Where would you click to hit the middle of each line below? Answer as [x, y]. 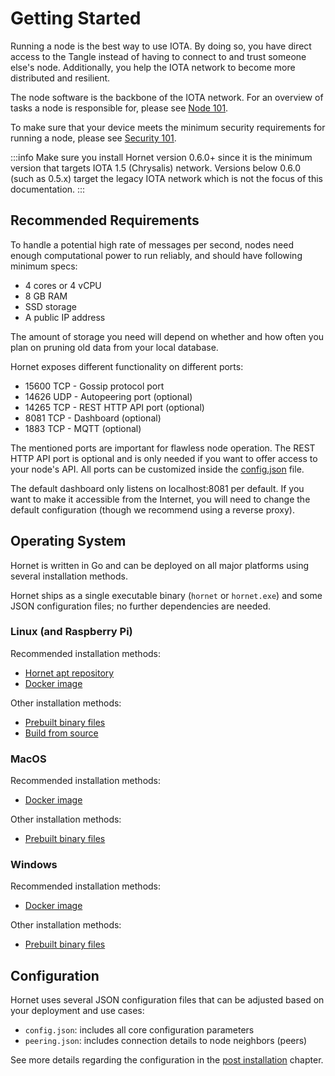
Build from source [61, 733]
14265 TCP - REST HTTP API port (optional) [114, 407]
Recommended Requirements [105, 220]
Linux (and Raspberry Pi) [71, 632]
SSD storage [50, 306]
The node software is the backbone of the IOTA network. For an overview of [167, 97]
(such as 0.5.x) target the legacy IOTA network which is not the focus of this [166, 178]
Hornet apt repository [69, 673]
